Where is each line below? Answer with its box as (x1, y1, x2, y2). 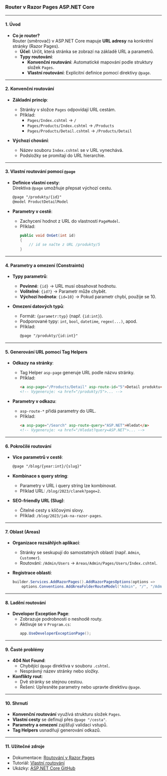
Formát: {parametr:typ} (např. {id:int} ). (19, 313, 103, 319)
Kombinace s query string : (12, 473, 69, 479)
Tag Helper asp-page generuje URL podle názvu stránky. (19, 370, 135, 376)
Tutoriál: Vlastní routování (12, 760, 65, 766)
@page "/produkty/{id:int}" (19, 333, 78, 338)
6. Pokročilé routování (5, 443, 52, 449)
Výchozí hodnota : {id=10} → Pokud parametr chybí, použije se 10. (19, 294, 157, 300)
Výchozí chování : (12, 137, 50, 143)
